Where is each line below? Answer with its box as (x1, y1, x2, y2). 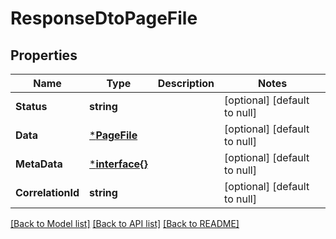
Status (15, 100, 48, 113)
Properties (10, 47, 78, 64)
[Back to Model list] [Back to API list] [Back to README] (10, 218, 240, 229)
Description (157, 77, 215, 90)
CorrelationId (15, 186, 80, 199)
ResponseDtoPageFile (10, 7, 198, 30)
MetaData (15, 157, 63, 171)
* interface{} (89, 157, 148, 171)
